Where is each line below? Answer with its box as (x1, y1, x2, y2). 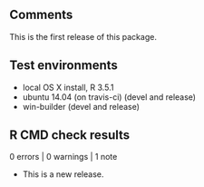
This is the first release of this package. (9, 31, 157, 42)
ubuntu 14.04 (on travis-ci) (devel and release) (22, 91, 197, 103)
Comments (9, 7, 73, 23)
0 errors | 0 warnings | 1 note (9, 152, 118, 162)
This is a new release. (22, 169, 104, 180)
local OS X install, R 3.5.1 (22, 82, 114, 93)
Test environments (9, 58, 118, 74)
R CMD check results (9, 127, 131, 143)
